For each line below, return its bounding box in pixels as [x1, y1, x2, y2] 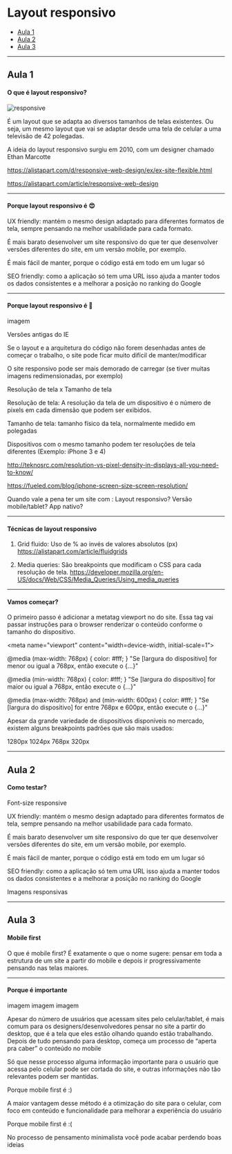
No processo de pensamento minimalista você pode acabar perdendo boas [7, 1133, 222, 1142]
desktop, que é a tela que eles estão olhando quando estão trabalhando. [7, 1029, 213, 1038]
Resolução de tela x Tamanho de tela [7, 385, 113, 393]
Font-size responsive [7, 799, 67, 807]
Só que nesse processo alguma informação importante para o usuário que [7, 1057, 219, 1065]
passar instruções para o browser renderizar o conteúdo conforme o [7, 620, 203, 629]
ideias [7, 1140, 24, 1148]
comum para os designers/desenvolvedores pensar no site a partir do [7, 1022, 206, 1030]
